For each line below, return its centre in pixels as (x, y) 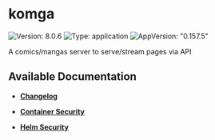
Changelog (39, 96)
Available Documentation (73, 77)
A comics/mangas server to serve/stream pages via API (100, 51)
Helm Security (44, 127)
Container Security (52, 111)
